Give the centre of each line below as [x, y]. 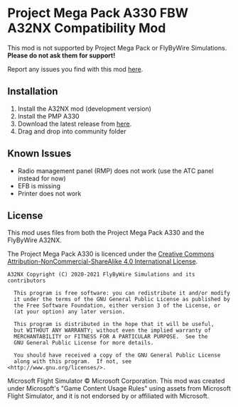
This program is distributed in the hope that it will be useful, [114, 325]
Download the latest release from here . [75, 124]
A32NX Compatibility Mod [87, 28]
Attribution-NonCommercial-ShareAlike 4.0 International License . [103, 261]
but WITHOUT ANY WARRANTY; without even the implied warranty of [113, 331]
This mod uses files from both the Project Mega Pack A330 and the [106, 233]
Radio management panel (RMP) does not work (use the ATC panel [116, 170]
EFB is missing [39, 185]
